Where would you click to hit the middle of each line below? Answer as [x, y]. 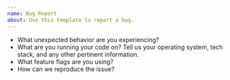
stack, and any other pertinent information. [78, 54]
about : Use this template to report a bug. [71, 20]
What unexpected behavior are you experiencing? [88, 39]
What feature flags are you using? [65, 61]
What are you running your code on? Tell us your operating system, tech [120, 47]
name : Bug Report [32, 13]
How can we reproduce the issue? [66, 69]
